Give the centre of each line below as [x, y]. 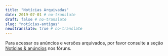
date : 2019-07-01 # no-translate [40, 15]
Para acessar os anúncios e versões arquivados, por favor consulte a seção [84, 43]
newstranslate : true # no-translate [44, 29]
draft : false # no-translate [36, 19]
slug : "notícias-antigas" [32, 24]
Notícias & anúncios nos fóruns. [38, 48]
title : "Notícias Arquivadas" [37, 10]
